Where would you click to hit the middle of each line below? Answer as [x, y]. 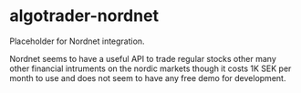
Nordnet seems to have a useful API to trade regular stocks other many [143, 58]
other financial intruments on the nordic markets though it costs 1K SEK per [150, 68]
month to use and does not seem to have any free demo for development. [148, 77]
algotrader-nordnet [84, 16]
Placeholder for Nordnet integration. [77, 41]
